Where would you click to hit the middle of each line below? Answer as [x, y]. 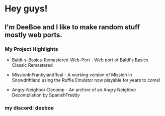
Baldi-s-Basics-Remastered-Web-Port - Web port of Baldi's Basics [80, 60]
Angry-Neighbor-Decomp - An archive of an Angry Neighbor [74, 90]
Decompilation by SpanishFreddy [46, 95]
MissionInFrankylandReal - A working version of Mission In [72, 75]
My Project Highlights [31, 49]
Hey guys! [26, 9]
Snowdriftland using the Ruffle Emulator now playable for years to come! [86, 80]
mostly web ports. [34, 35]
